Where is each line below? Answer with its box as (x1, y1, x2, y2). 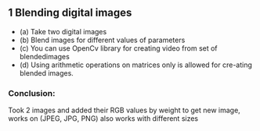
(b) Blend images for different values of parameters (19, 35, 186, 44)
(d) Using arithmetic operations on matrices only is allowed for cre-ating (19, 60, 253, 69)
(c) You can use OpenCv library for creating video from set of (19, 43, 218, 53)
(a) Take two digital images (19, 27, 107, 36)
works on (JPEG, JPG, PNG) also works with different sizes (8, 114, 198, 123)
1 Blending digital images (8, 6, 132, 19)
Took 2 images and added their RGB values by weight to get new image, (8, 105, 240, 115)
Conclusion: (8, 87, 56, 98)
